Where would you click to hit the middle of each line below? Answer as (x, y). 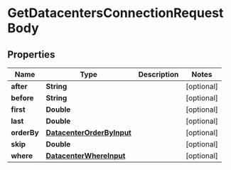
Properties (31, 54)
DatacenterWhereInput (86, 156)
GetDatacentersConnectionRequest (116, 13)
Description (159, 74)
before (22, 98)
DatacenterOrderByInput (88, 133)
